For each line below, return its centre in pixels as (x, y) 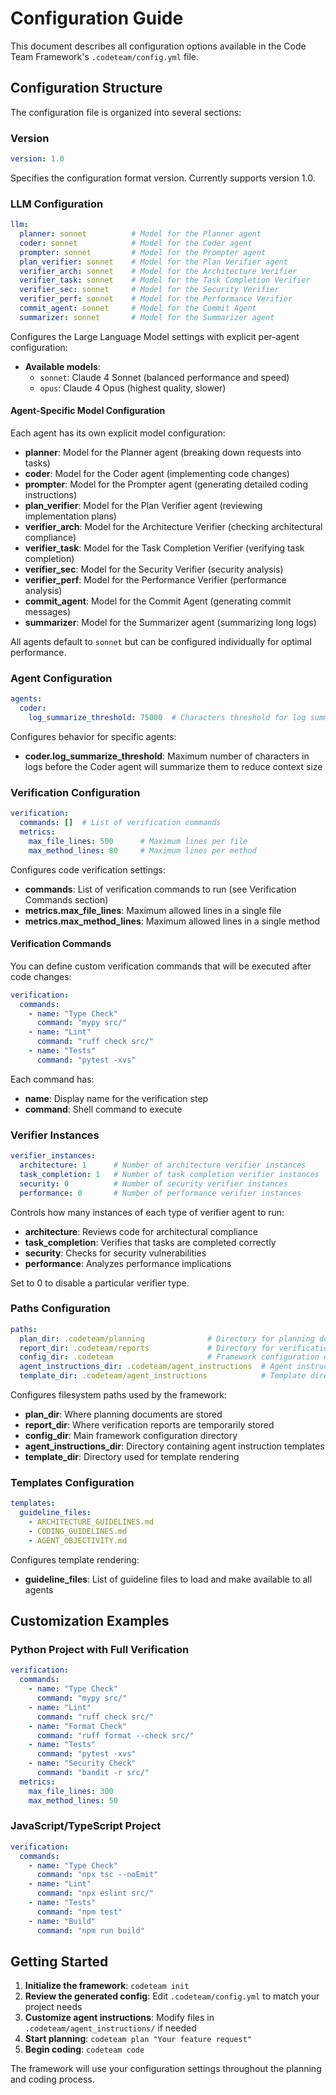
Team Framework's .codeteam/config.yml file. (105, 56)
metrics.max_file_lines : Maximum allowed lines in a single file (153, 910)
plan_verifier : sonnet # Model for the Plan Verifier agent (153, 262)
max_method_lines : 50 (73, 1800)
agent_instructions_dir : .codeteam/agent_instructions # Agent (156, 1367)
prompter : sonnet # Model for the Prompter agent (143, 252)
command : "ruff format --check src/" (115, 1735)
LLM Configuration (57, 204)
